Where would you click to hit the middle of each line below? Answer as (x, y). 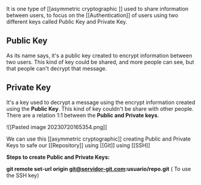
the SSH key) (23, 175)
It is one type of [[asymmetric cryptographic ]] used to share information (97, 9)
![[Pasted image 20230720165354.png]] (57, 127)
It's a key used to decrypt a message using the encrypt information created (101, 102)
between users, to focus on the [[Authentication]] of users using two (92, 15)
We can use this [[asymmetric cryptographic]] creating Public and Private (98, 139)
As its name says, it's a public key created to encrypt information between (99, 55)
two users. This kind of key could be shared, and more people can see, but (100, 62)
